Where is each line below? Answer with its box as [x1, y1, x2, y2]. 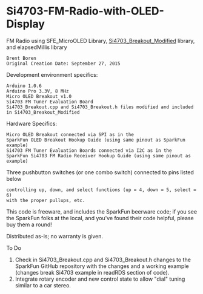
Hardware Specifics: [6, 120, 58, 127]
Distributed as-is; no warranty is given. [6, 232, 104, 240]
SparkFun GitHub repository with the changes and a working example [15, 262, 189, 270]
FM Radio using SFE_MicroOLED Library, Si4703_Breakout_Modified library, [6, 37, 195, 44]
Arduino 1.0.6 [6, 83, 42, 89]
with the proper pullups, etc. [6, 197, 85, 203]
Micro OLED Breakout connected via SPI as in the [6, 131, 135, 137]
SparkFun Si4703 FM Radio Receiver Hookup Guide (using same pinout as [6, 152, 191, 158]
